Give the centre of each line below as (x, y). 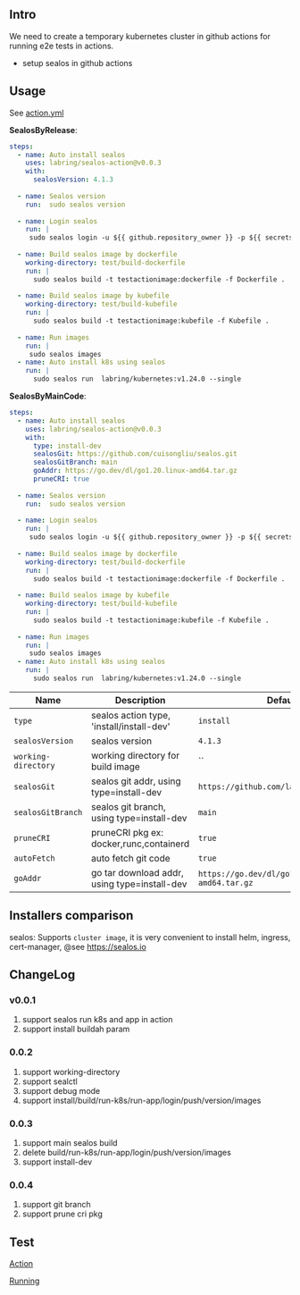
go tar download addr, (137, 872)
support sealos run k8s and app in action (97, 1020)
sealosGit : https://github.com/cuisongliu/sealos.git (135, 454)
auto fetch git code (131, 858)
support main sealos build (70, 1142)
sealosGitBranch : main (75, 462)
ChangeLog (42, 975)
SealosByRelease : (43, 130)
